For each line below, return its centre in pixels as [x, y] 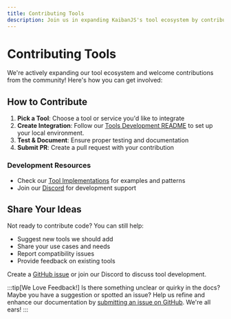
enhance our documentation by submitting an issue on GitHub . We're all [109, 302]
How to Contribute [47, 101]
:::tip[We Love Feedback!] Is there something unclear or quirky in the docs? [114, 288]
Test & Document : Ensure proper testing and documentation [103, 140]
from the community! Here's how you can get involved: [85, 80]
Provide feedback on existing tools [66, 261]
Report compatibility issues [56, 254]
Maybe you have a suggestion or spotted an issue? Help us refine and [106, 295]
